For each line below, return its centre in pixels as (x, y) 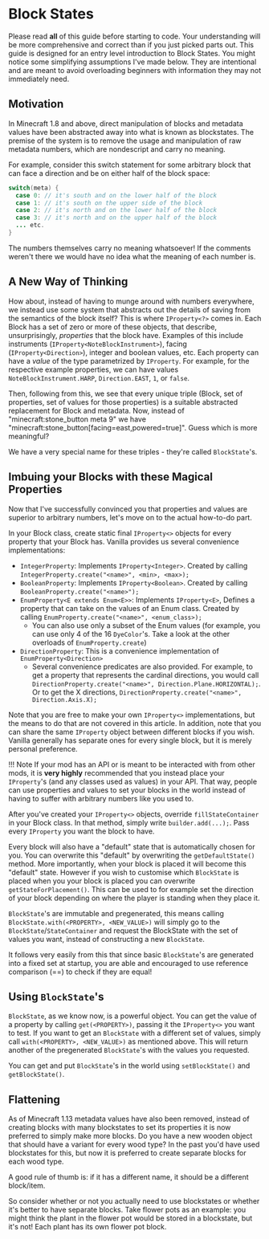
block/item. (27, 1186)
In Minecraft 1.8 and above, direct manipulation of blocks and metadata (126, 123)
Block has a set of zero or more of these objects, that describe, (113, 327)
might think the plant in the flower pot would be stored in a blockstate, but (130, 1218)
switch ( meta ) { (34, 188)
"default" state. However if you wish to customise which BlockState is (124, 872)
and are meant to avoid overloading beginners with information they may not (135, 70)
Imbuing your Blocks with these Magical (110, 477)
